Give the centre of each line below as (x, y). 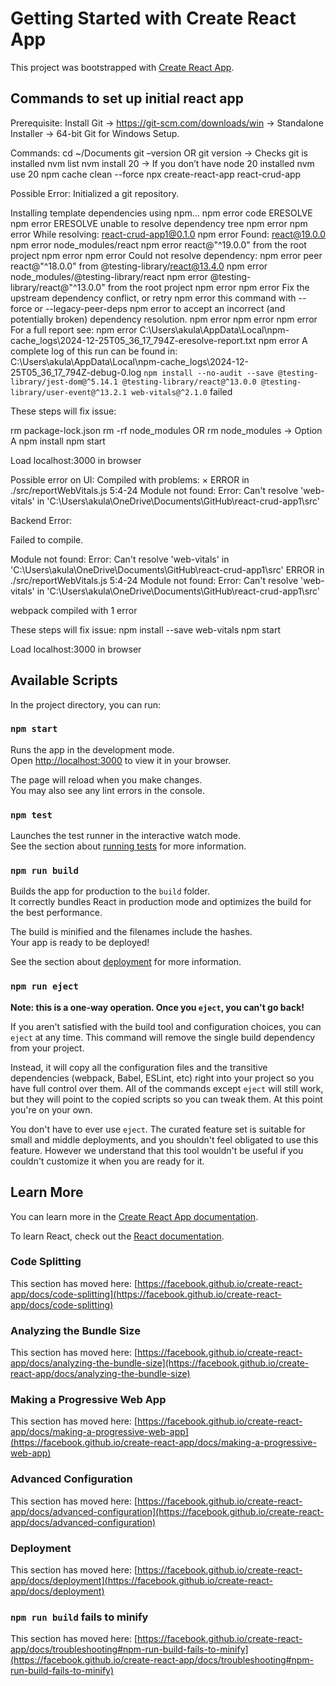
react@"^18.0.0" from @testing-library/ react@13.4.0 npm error (139, 266)
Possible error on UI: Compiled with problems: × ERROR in (130, 479)
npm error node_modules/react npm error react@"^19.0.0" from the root (158, 244)
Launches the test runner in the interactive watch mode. (126, 836)
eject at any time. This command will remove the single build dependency (163, 1037)
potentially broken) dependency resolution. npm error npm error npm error (164, 319)
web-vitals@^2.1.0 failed (182, 391)
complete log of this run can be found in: (94, 351)
